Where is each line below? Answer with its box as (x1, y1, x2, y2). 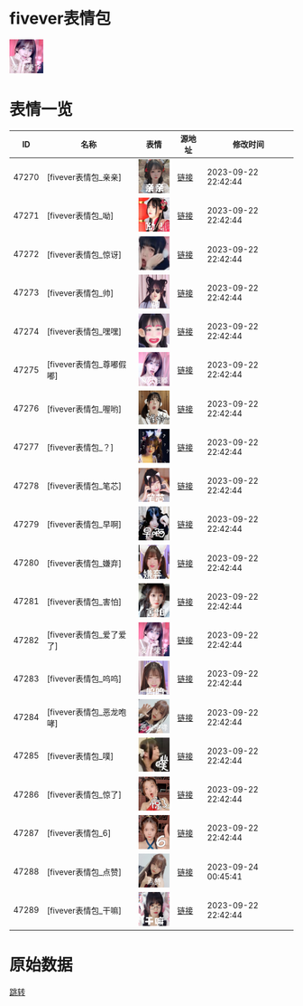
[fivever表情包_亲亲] (46, 172, 122, 183)
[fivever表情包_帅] (46, 287, 115, 299)
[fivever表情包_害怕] (46, 596, 122, 607)
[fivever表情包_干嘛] (46, 905, 122, 916)
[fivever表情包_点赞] (46, 866, 122, 878)
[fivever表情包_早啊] (46, 519, 122, 530)
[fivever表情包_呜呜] (46, 673, 122, 684)
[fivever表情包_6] (46, 828, 111, 839)
